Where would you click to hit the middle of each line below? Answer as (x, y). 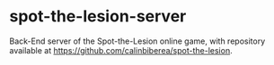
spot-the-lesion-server (98, 16)
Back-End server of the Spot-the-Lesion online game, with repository (137, 41)
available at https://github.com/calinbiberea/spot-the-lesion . (121, 50)
